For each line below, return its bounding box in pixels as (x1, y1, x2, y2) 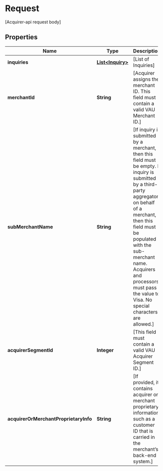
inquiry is (133, 169, 154, 175)
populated (133, 235, 157, 242)
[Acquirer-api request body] (5, 19, 61, 25)
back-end (133, 452, 157, 458)
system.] (133, 458, 153, 465)
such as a (133, 415, 155, 422)
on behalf (133, 199, 155, 206)
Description (133, 47, 161, 54)
